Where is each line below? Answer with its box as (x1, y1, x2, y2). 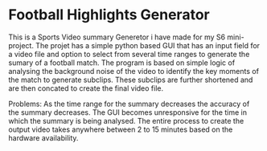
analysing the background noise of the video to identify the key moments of (8, 66, 260, 75)
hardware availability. (8, 133, 79, 142)
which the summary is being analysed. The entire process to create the (8, 116, 244, 125)
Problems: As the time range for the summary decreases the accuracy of (8, 99, 250, 108)
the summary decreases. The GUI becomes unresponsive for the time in (8, 107, 248, 117)
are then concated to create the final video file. (8, 83, 163, 93)
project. (8, 40, 35, 50)
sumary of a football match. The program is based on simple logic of (8, 58, 236, 67)
